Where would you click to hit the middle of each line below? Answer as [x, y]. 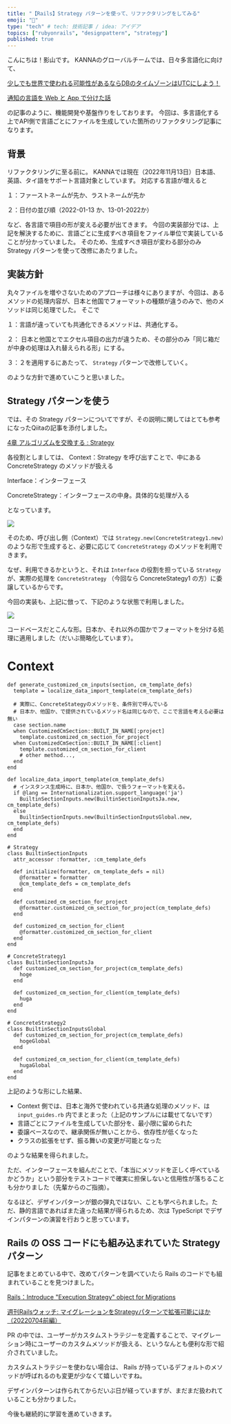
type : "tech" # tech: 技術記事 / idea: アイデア [74, 26]
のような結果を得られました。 [49, 1155]
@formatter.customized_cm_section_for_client [86, 932]
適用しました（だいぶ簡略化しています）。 [78, 638]
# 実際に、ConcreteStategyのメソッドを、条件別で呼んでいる [91, 704]
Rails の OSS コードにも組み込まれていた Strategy [114, 1243]
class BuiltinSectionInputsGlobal [57, 1029]
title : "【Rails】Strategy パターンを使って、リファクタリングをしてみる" [104, 13]
